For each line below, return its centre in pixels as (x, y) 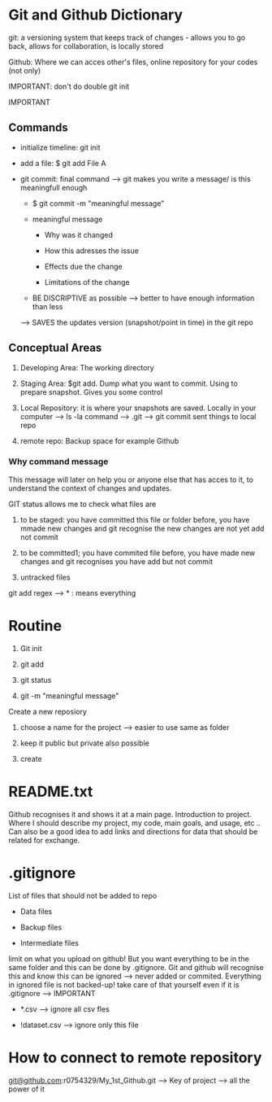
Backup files (41, 927)
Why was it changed (79, 234)
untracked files (45, 577)
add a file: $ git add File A (63, 163)
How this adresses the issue (92, 251)
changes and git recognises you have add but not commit (117, 561)
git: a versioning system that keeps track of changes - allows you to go (127, 37)
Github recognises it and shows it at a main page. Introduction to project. (130, 814)
